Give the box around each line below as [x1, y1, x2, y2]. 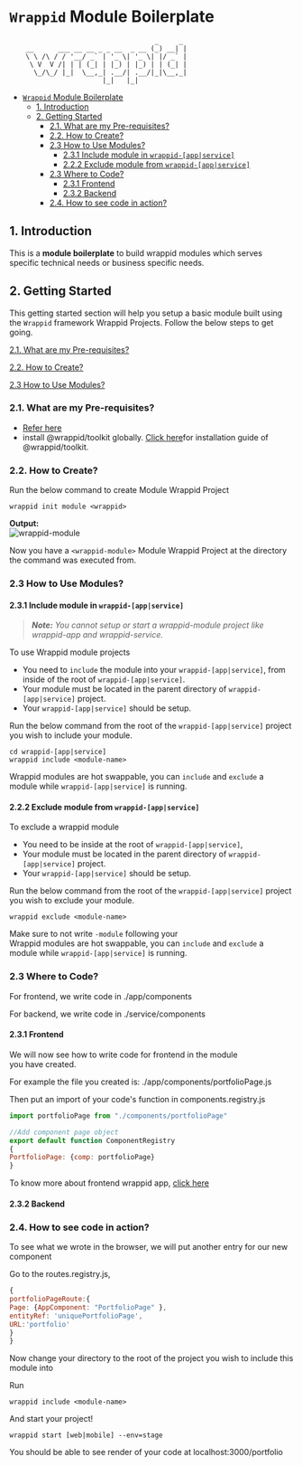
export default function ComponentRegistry [9, 1136, 176, 1145]
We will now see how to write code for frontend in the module [9, 1049, 238, 1060]
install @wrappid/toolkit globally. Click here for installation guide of [22, 431, 269, 442]
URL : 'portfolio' [9, 1319, 70, 1329]
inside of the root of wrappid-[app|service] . [22, 674, 186, 685]
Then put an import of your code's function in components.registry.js [9, 1093, 266, 1104]
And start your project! [9, 1414, 93, 1424]
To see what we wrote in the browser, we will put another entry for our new [9, 1242, 288, 1253]
